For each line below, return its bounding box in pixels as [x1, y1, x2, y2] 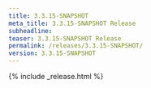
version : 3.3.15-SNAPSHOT [8, 49, 96, 57]
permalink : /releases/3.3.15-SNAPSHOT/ [8, 42, 144, 50]
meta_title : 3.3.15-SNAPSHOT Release [8, 19, 136, 27]
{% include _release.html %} [8, 72, 104, 81]
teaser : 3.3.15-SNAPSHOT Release [8, 34, 122, 43]
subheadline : [8, 27, 53, 35]
